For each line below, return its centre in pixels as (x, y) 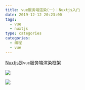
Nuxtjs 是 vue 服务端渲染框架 (33, 62)
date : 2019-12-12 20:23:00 (34, 15)
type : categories (24, 33)
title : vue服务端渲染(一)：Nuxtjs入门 (42, 10)
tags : (11, 19)
